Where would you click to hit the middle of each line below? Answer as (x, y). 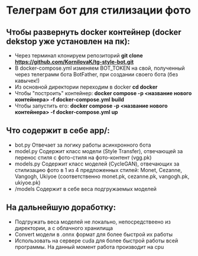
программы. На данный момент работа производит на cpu (89, 247)
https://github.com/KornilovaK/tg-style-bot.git (74, 62)
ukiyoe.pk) (27, 182)
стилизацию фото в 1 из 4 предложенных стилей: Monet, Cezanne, (98, 170)
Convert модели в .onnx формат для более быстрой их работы (94, 234)
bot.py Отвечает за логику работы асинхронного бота (83, 145)
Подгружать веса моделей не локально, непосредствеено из (93, 222)
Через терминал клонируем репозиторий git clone (79, 56)
